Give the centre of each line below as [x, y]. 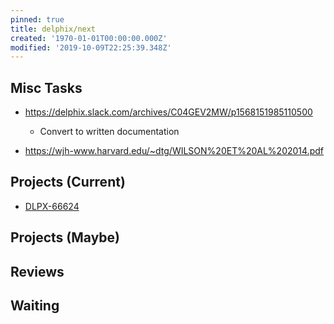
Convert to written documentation [109, 132]
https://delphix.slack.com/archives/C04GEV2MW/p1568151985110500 [168, 112]
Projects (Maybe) [65, 237]
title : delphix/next [53, 29]
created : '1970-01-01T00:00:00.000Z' [89, 38]
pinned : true [37, 19]
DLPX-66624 [52, 206]
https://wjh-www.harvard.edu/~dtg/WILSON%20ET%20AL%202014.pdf [174, 151]
